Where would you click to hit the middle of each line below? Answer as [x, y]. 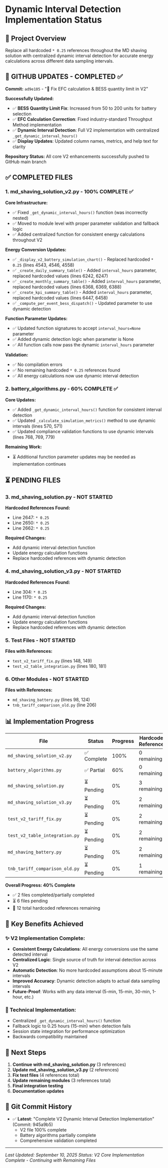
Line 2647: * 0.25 [31, 518]
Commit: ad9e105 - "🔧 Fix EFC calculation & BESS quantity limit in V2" [77, 89]
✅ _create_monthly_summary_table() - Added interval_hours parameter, [87, 281]
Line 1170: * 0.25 [30, 597]
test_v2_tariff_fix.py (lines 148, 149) [52, 661]
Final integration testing [38, 1085]
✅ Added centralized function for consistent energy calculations [78, 234]
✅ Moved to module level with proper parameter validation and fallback [86, 223]
